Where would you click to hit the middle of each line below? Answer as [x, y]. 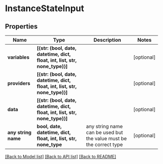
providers [19, 83]
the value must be [106, 139]
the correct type [105, 145]
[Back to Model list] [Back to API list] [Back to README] [61, 156]
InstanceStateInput [45, 8]
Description [107, 40]
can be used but [105, 132]
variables [18, 57]
